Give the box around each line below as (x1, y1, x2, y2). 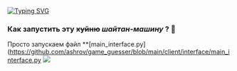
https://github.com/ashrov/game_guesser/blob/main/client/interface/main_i (9, 48, 230, 56)
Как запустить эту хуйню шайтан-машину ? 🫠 (7, 24, 177, 34)
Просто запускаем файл (7, 40, 81, 49)
